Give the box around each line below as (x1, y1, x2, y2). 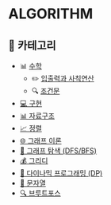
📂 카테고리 (8, 38, 57, 52)
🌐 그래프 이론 (19, 136, 62, 145)
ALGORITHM (8, 5, 94, 23)
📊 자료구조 (19, 111, 55, 120)
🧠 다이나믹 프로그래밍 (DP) (19, 168, 103, 178)
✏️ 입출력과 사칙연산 (31, 73, 94, 83)
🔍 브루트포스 (19, 188, 61, 198)
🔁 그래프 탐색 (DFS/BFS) (19, 146, 98, 156)
